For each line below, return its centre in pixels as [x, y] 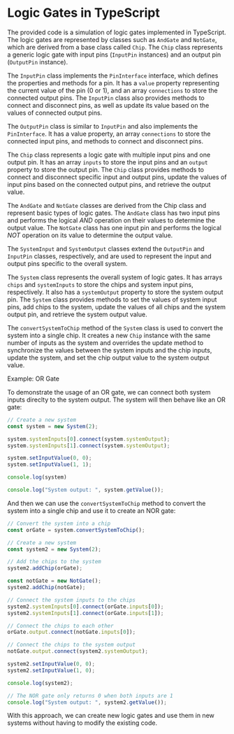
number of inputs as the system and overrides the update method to [105, 343]
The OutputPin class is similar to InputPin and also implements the [103, 126]
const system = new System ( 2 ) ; [53, 426]
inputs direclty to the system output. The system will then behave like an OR [116, 400]
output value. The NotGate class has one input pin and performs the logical [115, 227]
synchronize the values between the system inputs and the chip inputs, [110, 350]
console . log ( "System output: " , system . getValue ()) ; [86, 490]
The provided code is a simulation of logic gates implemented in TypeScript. [117, 32]
